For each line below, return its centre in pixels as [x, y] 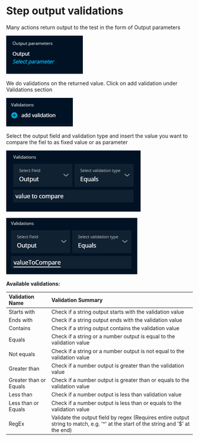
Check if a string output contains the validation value [115, 328]
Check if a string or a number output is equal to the [113, 337]
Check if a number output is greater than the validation [118, 365]
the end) [62, 430]
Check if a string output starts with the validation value [118, 312]
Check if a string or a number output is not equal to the [118, 351]
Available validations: [33, 283]
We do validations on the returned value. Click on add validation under [92, 83]
